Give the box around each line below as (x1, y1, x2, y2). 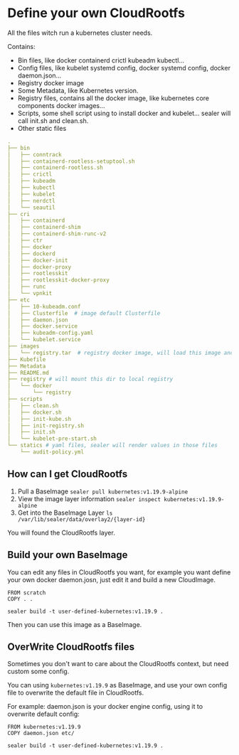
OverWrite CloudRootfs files (7, 641, 135, 653)
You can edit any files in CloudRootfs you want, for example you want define (7, 567, 231, 577)
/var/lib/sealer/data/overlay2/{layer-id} (17, 515, 146, 523)
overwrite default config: (7, 710, 80, 719)
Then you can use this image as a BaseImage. (7, 620, 142, 628)
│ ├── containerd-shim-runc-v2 (7, 230, 107, 237)
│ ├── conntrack (7, 151, 62, 158)
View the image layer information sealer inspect (17, 494, 161, 503)
